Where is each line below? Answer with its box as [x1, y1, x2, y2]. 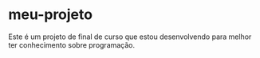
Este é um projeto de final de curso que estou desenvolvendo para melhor [8, 32, 252, 41]
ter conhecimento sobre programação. [8, 40, 136, 49]
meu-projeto [8, 6, 93, 24]
